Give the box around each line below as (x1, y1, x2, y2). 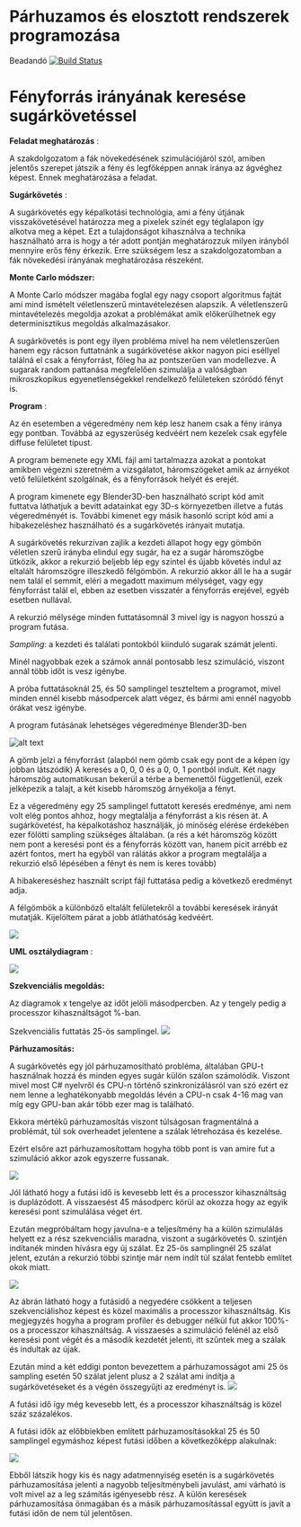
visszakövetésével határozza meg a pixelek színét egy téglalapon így (9, 216, 265, 226)
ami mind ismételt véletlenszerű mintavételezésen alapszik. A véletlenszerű (9, 298, 288, 309)
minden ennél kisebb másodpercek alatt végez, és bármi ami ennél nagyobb (9, 692, 292, 703)
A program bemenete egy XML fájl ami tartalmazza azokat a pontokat (9, 454, 267, 465)
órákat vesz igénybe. (9, 702, 87, 713)
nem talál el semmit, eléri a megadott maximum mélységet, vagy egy (9, 575, 263, 586)
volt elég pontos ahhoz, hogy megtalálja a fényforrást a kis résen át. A (9, 810, 269, 821)
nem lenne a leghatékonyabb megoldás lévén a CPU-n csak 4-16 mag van (9, 1089, 284, 1100)
